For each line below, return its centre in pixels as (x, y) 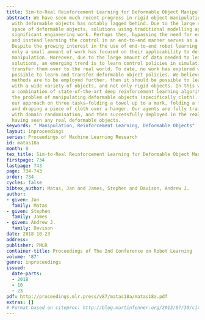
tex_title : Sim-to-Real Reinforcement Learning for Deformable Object (98, 154)
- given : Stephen (28, 211)
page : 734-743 (24, 171)
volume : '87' (23, 257)
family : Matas (30, 206)
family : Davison (32, 228)
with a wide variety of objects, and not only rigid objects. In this (103, 86)
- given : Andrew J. (31, 223)
